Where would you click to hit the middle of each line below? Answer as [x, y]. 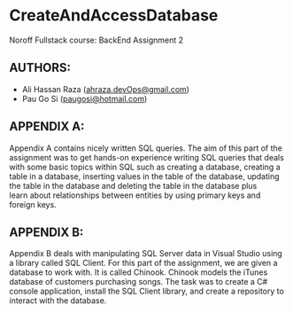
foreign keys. [33, 204]
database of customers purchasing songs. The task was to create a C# [139, 282]
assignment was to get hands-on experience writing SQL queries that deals [147, 157]
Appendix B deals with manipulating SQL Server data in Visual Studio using [146, 254]
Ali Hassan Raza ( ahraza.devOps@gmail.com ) [106, 89]
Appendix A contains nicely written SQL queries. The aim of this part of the [146, 148]
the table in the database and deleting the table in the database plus [133, 185]
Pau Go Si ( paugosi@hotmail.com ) [85, 98]
